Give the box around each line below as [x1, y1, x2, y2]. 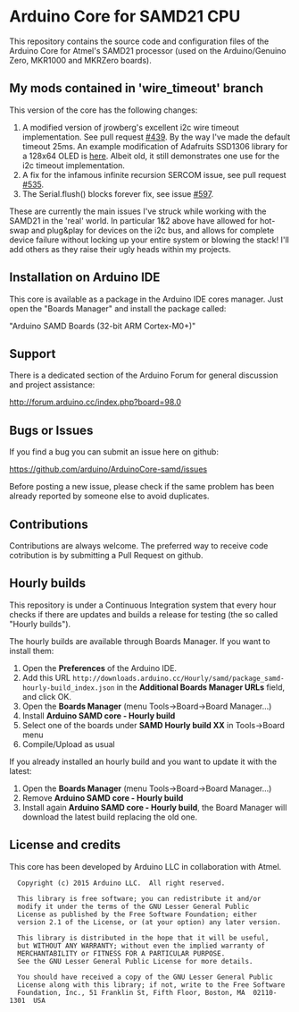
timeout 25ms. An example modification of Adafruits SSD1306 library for [21, 140, 288, 151]
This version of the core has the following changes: [9, 105, 198, 115]
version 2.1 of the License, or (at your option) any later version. [17, 917, 281, 927]
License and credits [9, 838, 121, 853]
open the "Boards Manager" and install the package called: [9, 302, 227, 314]
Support [9, 346, 56, 361]
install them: [9, 645, 54, 656]
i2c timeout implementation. [21, 159, 125, 171]
